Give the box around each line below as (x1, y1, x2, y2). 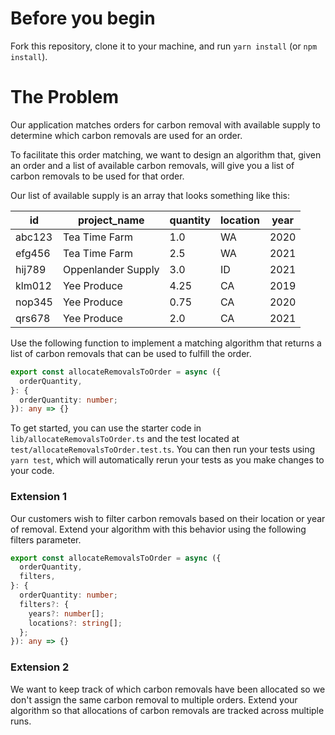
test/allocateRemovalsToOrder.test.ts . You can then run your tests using (10, 443, 316, 456)
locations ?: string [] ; (28, 618, 123, 628)
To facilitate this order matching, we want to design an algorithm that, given (10, 148, 322, 161)
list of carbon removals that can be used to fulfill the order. (10, 347, 252, 359)
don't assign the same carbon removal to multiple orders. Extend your (10, 693, 298, 706)
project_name (77, 213, 145, 227)
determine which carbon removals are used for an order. (10, 129, 243, 141)
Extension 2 (10, 660, 70, 674)
